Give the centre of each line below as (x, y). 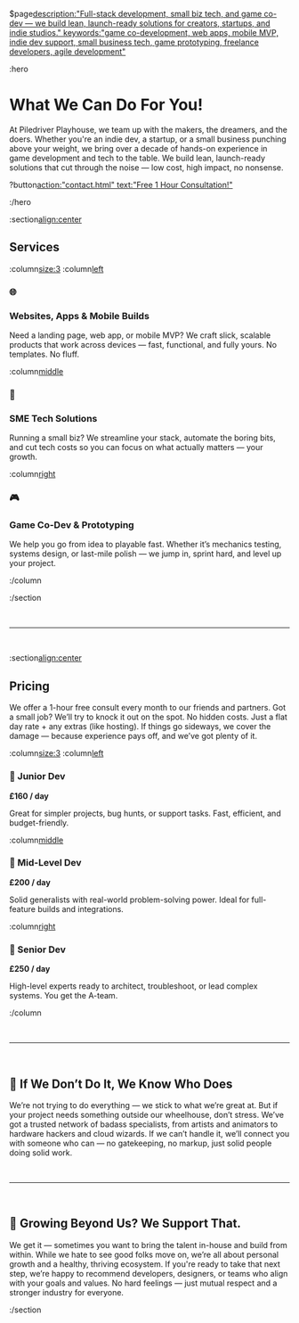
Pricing (30, 686)
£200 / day (30, 882)
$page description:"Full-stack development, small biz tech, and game (136, 14)
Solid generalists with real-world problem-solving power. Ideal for (129, 900)
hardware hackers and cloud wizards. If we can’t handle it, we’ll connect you (149, 1133)
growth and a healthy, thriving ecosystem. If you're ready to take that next (145, 1264)
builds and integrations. (81, 908)
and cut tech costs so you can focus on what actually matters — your (137, 448)
